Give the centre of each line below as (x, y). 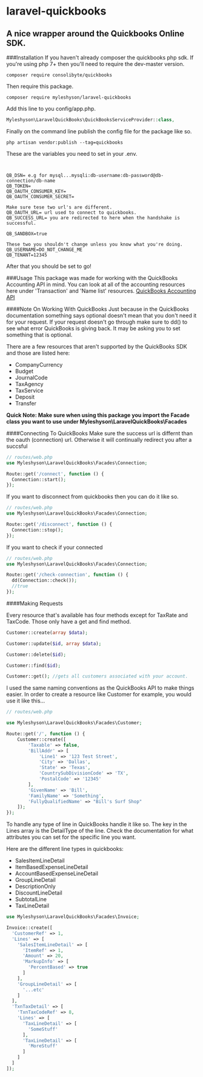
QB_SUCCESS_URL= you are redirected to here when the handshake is (93, 218)
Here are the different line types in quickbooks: (65, 849)
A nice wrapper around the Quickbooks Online (95, 34)
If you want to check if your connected (55, 547)
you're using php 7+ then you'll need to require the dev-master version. (95, 64)
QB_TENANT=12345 (27, 255)
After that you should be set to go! (49, 266)
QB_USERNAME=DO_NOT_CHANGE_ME (45, 250)
